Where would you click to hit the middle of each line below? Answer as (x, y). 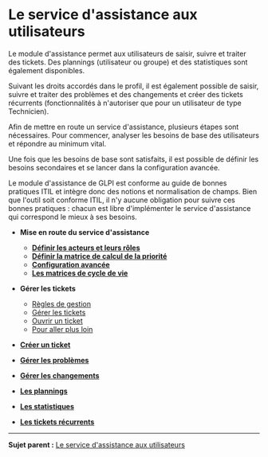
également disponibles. (47, 70)
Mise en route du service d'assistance (85, 232)
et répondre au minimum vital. (57, 143)
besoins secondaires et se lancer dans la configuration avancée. (114, 167)
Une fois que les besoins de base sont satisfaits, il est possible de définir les (134, 159)
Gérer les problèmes (54, 360)
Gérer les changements (59, 375)
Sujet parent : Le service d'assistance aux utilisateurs (97, 444)
